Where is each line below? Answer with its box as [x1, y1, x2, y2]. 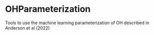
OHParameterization [5, 3, 91, 15]
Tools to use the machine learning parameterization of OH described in [5, 20, 150, 26]
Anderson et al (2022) [5, 25, 50, 31]
